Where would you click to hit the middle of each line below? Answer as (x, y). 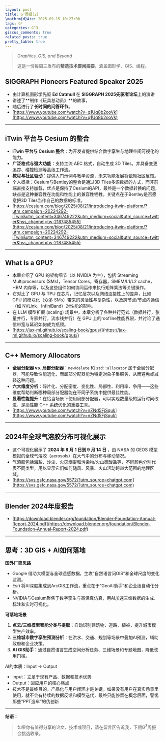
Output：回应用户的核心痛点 (41, 683)
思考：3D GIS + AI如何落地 (45, 550)
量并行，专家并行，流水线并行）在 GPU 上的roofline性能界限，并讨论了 (84, 319)
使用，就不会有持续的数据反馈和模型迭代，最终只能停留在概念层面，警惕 (85, 695)
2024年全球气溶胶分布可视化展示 (55, 437)
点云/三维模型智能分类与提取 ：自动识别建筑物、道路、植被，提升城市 (82, 625)
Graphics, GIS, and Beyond (44, 56)
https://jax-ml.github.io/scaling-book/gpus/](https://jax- (70, 330)
